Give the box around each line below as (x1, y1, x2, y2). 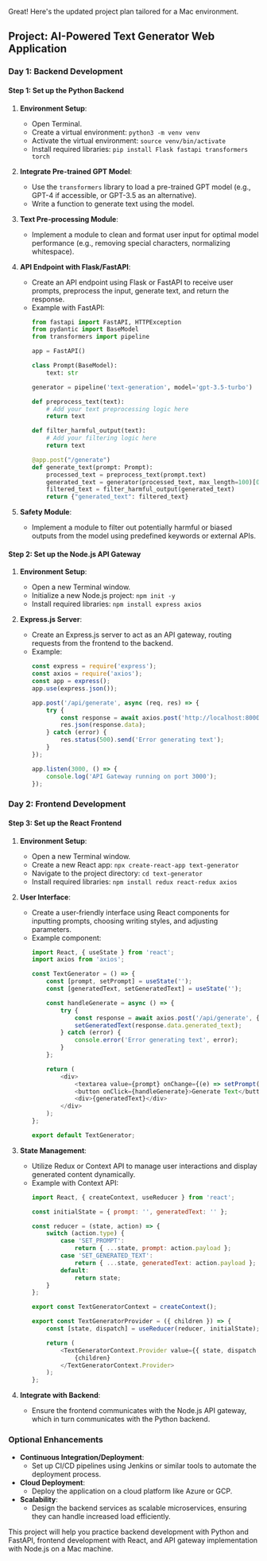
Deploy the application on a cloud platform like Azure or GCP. (31, 1486, 233, 1496)
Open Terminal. (31, 118, 83, 128)
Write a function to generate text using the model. (31, 199, 195, 208)
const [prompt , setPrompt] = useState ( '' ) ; (46, 977, 192, 985)
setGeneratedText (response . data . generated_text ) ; (74, 1021, 242, 1029)
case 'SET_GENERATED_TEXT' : (60, 1252, 153, 1260)
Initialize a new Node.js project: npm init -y (31, 591, 176, 600)
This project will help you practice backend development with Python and (8, 1527, 249, 1536)
